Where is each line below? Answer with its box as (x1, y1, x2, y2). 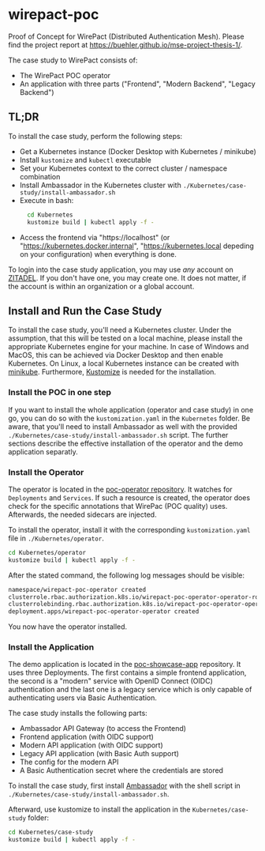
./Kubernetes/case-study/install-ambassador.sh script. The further (8, 430, 229, 439)
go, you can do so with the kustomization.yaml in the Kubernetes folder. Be (8, 413, 251, 423)
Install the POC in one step (8, 387, 112, 398)
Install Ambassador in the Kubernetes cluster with (19, 180, 181, 190)
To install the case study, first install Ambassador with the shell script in (8, 781, 241, 791)
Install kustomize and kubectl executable (19, 155, 151, 164)
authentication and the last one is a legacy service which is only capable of (8, 685, 252, 695)
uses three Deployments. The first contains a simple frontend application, (8, 668, 247, 677)
